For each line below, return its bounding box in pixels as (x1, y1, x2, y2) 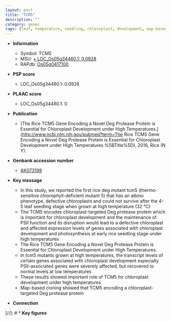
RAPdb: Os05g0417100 (20, 61, 69, 67)
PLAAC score (12, 91, 42, 97)
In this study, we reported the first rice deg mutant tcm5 (20, 187, 138, 193)
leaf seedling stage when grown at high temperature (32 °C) (24, 204, 151, 210)
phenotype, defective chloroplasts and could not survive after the (20, 198, 158, 204)
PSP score (12, 71, 35, 77)
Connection (12, 300, 38, 306)
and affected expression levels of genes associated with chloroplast (20, 225, 163, 231)
